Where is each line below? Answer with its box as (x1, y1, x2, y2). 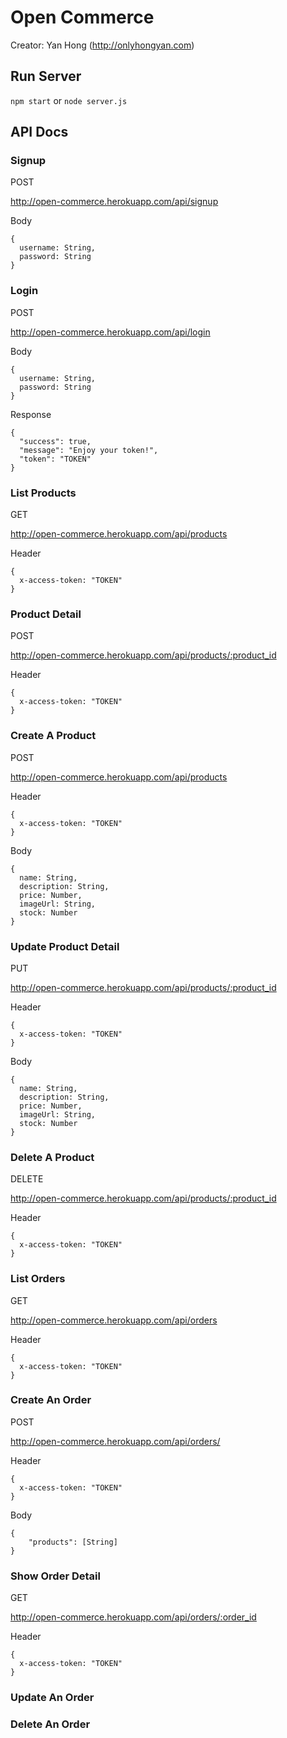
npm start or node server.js (10, 94, 128, 106)
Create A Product (10, 729, 97, 743)
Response (10, 408, 52, 420)
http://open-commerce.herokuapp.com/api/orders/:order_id (10, 1611, 257, 1623)
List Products (10, 486, 77, 500)
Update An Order (10, 1691, 95, 1705)
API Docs (10, 124, 69, 141)
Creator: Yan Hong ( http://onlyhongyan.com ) (10, 39, 195, 51)
